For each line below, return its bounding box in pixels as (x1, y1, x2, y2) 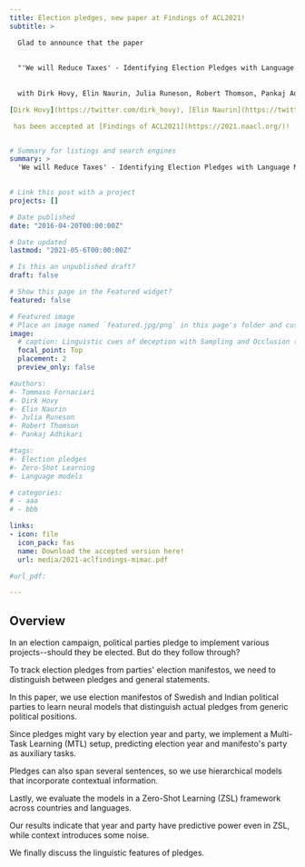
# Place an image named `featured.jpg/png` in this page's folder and (9, 320, 282, 330)
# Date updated (9, 237, 67, 246)
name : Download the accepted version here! (17, 546, 184, 555)
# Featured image (9, 312, 75, 321)
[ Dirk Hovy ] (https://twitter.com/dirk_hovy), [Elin (9, 105, 209, 115)
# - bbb (9, 505, 39, 514)
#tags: (9, 446, 34, 455)
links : (9, 522, 34, 531)
